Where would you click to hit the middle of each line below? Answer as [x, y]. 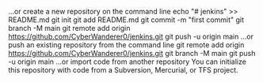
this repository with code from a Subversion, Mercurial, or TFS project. [124, 70]
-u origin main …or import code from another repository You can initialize [128, 61]
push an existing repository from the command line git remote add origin [126, 45]
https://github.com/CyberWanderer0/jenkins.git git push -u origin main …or [131, 36]
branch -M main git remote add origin [69, 28]
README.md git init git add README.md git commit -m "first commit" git [126, 20]
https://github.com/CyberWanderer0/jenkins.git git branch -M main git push [132, 53]
